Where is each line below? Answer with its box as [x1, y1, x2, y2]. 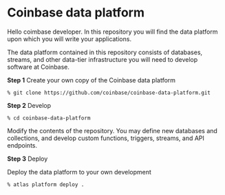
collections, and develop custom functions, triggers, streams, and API [7, 134, 205, 142]
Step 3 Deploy [7, 154, 48, 163]
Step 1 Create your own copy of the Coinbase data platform [7, 76, 176, 84]
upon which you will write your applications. [7, 34, 132, 43]
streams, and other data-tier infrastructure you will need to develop [7, 55, 198, 63]
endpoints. [7, 141, 38, 149]
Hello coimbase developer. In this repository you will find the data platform [7, 27, 218, 36]
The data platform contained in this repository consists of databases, [7, 48, 203, 56]
